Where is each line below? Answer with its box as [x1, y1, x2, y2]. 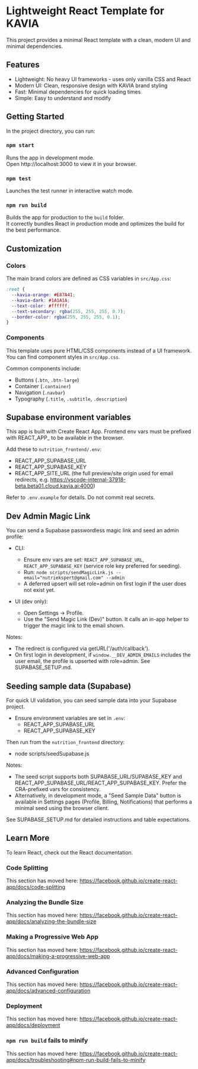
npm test [6, 175, 31, 182]
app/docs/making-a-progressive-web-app [6, 952, 110, 959]
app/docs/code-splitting [6, 884, 66, 891]
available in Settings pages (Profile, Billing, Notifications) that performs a [14, 798, 193, 805]
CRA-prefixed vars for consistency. [14, 786, 101, 792]
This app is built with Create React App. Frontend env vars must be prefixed [6, 428, 191, 435]
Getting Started [6, 111, 65, 122]
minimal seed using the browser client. [14, 805, 110, 811]
